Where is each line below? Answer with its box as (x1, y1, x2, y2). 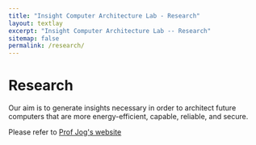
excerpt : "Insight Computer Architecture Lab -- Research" (8, 27, 212, 35)
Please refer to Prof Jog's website (8, 127, 122, 137)
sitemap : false (8, 34, 60, 43)
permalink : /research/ (8, 42, 85, 50)
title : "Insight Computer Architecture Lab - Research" (8, 11, 200, 20)
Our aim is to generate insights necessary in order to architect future (8, 103, 237, 113)
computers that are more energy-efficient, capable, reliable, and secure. (8, 112, 249, 122)
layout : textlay (8, 19, 63, 27)
